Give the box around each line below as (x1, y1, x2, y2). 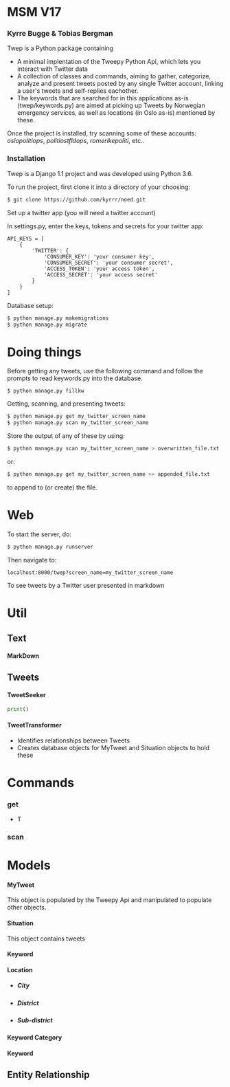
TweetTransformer (7, 721, 62, 729)
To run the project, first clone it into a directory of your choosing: (7, 183, 191, 191)
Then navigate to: (7, 556, 57, 564)
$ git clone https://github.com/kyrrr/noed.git (7, 196, 146, 203)
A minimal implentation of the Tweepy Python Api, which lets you (16, 58, 201, 66)
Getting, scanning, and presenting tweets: (7, 399, 126, 408)
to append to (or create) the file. (7, 483, 97, 492)
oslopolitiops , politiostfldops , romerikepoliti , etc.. (7, 137, 145, 145)
